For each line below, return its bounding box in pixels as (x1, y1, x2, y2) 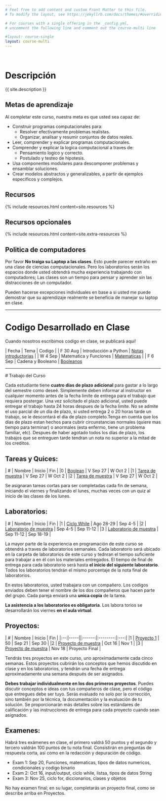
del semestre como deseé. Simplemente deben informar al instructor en (5, 388, 152, 394)
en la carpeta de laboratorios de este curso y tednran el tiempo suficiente (5, 551, 155, 557)
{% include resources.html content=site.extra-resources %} (5, 231, 127, 237)
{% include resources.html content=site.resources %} (5, 204, 115, 210)
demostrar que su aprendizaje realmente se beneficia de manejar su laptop (5, 294, 158, 300)
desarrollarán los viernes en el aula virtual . (5, 607, 93, 613)
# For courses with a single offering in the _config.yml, (5, 21, 129, 26)
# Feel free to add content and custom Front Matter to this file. (5, 7, 147, 12)
